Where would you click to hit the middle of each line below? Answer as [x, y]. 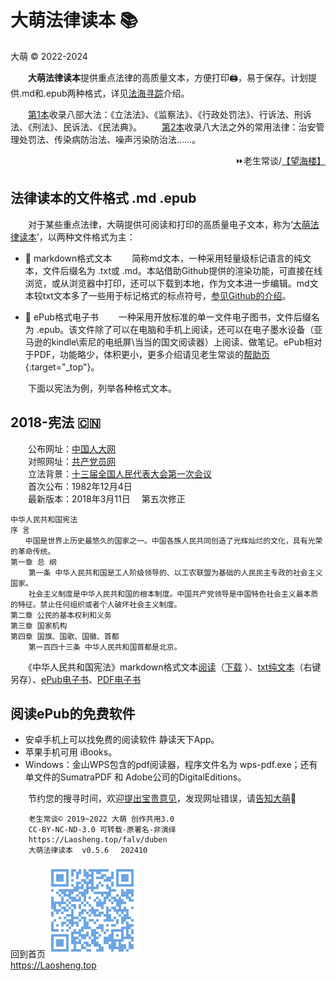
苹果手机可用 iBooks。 [71, 752]
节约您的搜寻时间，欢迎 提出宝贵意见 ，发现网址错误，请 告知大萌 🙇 [162, 798]
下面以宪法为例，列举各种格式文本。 [102, 388]
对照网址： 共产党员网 [71, 461]
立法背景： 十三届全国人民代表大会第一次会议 [119, 473]
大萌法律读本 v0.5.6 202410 [88, 851]
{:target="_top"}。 [62, 367]
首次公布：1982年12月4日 [80, 486]
